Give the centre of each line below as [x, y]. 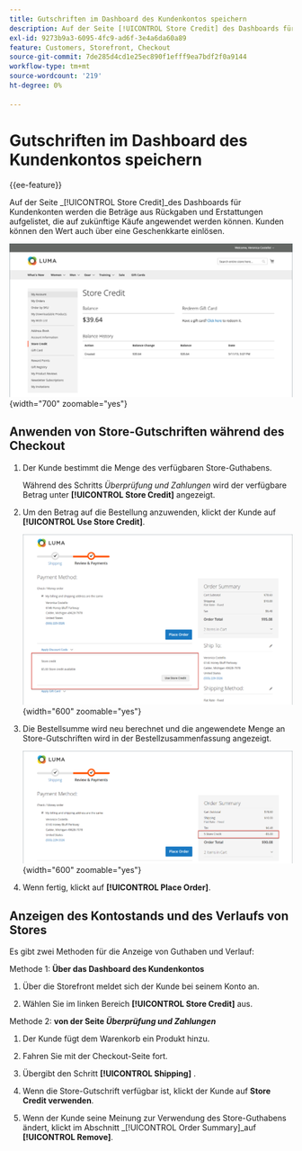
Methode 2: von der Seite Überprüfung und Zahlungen [113, 1021]
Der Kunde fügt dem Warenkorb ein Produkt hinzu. [116, 1039]
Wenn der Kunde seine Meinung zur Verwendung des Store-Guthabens [154, 1118]
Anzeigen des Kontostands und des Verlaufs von [149, 916]
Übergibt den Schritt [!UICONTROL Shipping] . [109, 1074]
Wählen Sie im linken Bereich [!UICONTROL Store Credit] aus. [138, 1004]
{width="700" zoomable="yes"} [69, 403]
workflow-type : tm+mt [50, 67]
